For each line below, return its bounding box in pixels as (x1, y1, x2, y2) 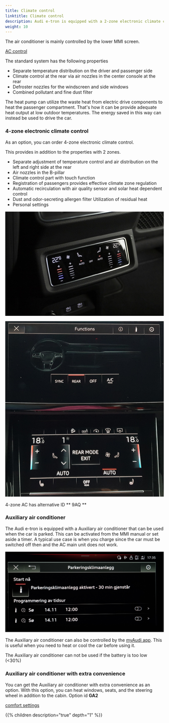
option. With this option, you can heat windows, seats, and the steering (5, 687, 152, 693)
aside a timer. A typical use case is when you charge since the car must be (5, 536, 160, 542)
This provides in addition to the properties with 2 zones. (5, 149, 121, 155)
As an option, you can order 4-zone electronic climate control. (5, 139, 134, 145)
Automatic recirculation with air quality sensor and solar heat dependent (12, 185, 162, 191)
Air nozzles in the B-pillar (12, 169, 65, 175)
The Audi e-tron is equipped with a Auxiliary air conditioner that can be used (5, 525, 163, 532)
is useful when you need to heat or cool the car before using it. (5, 642, 136, 648)
